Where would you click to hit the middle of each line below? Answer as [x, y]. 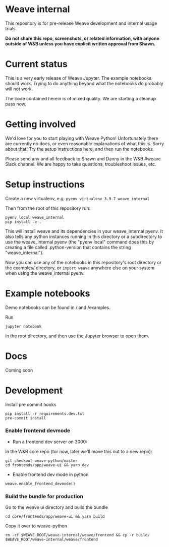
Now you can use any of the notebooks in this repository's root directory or [83, 262]
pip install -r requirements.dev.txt [45, 414]
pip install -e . [23, 222]
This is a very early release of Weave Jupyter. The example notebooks [78, 78]
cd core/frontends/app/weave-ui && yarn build [55, 517]
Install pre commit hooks [31, 404]
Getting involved [41, 124]
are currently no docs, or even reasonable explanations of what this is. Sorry [85, 143]
